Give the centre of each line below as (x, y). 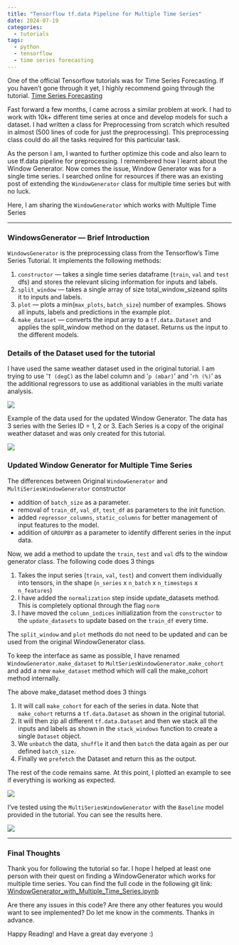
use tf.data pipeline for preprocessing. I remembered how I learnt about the (117, 161)
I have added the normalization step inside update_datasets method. (119, 597)
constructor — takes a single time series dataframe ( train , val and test (123, 274)
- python (27, 47)
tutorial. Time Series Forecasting (55, 95)
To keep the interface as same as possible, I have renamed (94, 656)
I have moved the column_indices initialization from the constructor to (120, 613)
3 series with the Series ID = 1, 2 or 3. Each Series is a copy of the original (116, 426)
